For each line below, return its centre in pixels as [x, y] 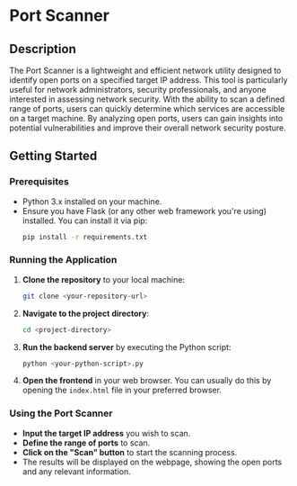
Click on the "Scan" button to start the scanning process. [130, 452]
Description [43, 49]
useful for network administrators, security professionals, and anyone [138, 90]
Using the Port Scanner [61, 413]
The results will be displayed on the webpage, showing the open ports [152, 462]
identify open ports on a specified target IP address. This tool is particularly [149, 80]
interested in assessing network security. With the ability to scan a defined [147, 99]
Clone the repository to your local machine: [104, 279]
